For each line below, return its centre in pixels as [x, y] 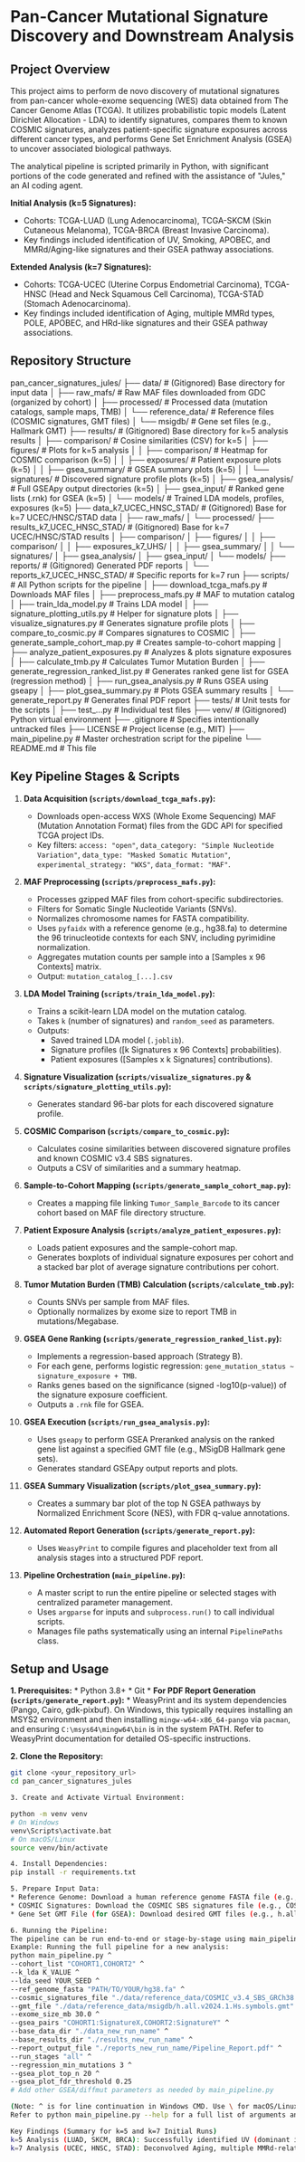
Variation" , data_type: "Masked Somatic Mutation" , [133, 854]
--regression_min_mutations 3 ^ [71, 2065]
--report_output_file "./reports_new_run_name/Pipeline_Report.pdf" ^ [146, 2048]
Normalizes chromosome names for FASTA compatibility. [143, 918]
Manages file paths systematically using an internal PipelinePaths [160, 1631]
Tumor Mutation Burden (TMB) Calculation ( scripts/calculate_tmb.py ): [159, 1284]
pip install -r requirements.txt [73, 1872]
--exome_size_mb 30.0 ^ [55, 2014]
